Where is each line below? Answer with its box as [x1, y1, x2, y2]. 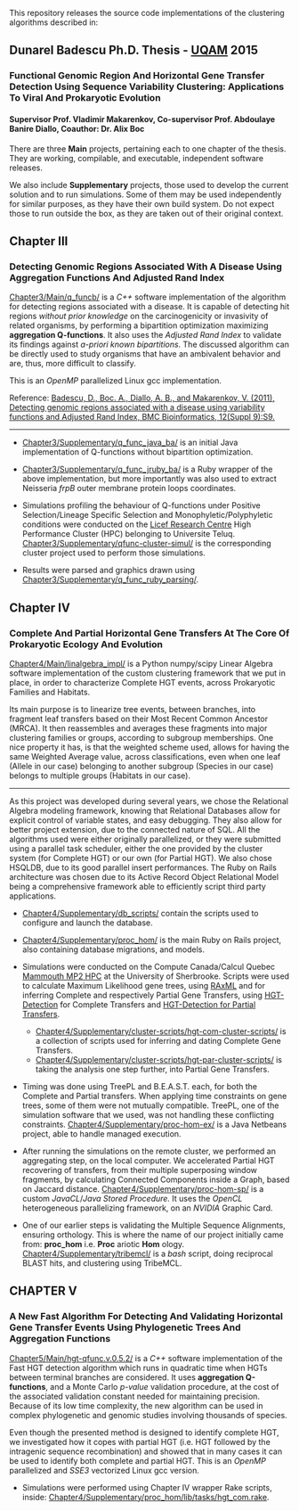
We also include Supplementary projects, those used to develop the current [9, 179, 289, 190]
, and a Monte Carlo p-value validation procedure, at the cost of [45, 1381, 279, 1392]
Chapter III [9, 234, 69, 249]
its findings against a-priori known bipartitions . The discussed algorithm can [9, 339, 289, 350]
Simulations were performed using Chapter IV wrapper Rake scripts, [21, 1482, 273, 1492]
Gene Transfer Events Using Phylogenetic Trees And [9, 1321, 242, 1334]
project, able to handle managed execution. [21, 1128, 182, 1139]
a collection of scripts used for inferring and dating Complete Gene [35, 1035, 282, 1046]
